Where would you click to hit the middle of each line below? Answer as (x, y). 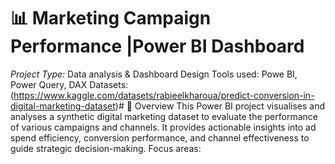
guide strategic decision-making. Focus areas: (106, 148)
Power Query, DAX (49, 84)
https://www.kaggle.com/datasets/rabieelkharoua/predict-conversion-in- (164, 95)
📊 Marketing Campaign (111, 18)
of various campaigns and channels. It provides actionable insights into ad (163, 127)
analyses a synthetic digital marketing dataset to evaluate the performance (164, 116)
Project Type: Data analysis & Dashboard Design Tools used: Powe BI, (154, 74)
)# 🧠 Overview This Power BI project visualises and (220, 106)
